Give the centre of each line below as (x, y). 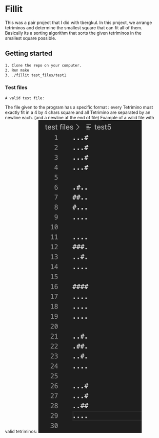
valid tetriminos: (21, 432)
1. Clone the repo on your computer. (43, 65)
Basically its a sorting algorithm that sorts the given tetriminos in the (73, 33)
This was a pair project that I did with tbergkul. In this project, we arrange (79, 22)
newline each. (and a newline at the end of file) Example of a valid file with (80, 118)
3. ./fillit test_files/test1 (36, 75)
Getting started (29, 54)
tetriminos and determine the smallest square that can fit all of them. (74, 27)
